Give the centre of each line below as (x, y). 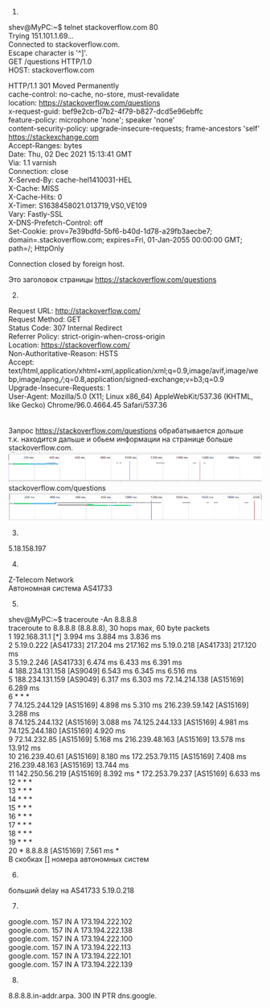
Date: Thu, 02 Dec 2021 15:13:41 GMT (70, 154)
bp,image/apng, (35, 379)
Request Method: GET (45, 319)
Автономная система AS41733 (60, 588)
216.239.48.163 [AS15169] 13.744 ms (69, 765)
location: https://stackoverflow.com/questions (84, 103)
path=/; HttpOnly (36, 248)
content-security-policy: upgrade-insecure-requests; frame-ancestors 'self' (134, 129)
